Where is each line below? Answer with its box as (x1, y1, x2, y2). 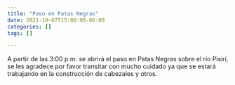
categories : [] (7, 23, 52, 30)
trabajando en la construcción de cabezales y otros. (7, 70, 158, 78)
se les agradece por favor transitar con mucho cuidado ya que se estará (7, 62, 216, 70)
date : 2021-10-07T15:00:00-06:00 (7, 17, 105, 24)
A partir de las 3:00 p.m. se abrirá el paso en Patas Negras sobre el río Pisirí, (7, 55, 229, 63)
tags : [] (7, 29, 33, 37)
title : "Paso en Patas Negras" (7, 10, 99, 17)
